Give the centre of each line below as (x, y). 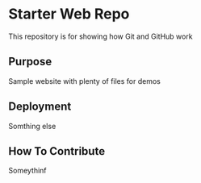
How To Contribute (57, 151)
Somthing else (32, 126)
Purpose (30, 62)
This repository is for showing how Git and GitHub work (100, 36)
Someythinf (27, 171)
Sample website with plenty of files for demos (85, 81)
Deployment (40, 107)
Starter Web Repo (69, 14)
